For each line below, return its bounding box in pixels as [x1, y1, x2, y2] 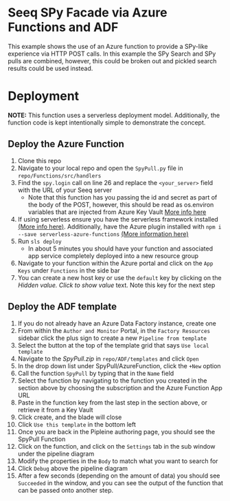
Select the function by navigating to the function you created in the [17, 376, 207, 385]
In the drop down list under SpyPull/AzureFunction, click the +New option [17, 361, 222, 370]
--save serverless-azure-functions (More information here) [17, 229, 189, 238]
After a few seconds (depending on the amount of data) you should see [17, 471, 220, 480]
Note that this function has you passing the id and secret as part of [27, 193, 218, 201]
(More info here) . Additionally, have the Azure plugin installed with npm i [17, 222, 222, 231]
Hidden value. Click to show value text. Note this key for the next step [17, 281, 216, 289]
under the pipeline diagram [17, 449, 95, 458]
